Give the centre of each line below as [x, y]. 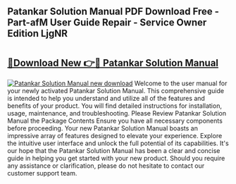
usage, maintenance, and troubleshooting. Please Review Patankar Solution [117, 113]
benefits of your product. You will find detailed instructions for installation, [114, 106]
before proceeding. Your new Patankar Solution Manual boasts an [103, 128]
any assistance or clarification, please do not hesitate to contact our [106, 166]
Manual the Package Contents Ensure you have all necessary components [115, 121]
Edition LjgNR [38, 33]
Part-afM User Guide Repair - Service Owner [107, 23]
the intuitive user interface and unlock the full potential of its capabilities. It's [118, 143]
